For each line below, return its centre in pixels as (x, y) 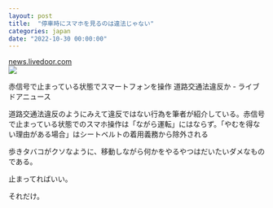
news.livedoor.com (40, 62)
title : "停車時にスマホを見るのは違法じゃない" (81, 24)
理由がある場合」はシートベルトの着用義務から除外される (112, 134)
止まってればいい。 (40, 179)
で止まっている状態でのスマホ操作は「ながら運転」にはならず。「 (117, 124)
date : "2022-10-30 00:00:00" (58, 39)
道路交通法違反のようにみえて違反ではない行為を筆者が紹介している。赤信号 (136, 114)
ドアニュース (30, 97)
